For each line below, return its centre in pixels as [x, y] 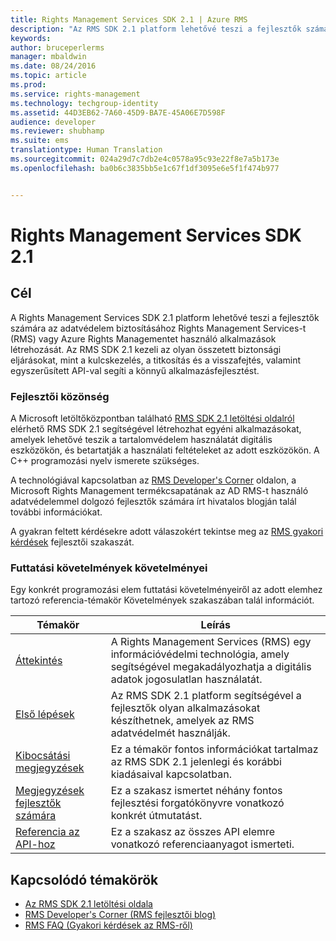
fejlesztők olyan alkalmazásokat [185, 708]
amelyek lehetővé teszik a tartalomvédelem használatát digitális [141, 439]
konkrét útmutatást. [156, 816]
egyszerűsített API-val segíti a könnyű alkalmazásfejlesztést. [135, 370]
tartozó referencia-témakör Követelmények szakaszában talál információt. [162, 600]
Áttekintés [39, 661]
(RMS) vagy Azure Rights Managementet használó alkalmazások [143, 338]
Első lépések [45, 714]
